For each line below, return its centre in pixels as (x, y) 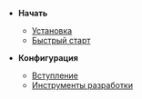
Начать (33, 13)
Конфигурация (48, 58)
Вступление (55, 75)
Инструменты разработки (82, 85)
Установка (52, 30)
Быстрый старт (61, 40)
